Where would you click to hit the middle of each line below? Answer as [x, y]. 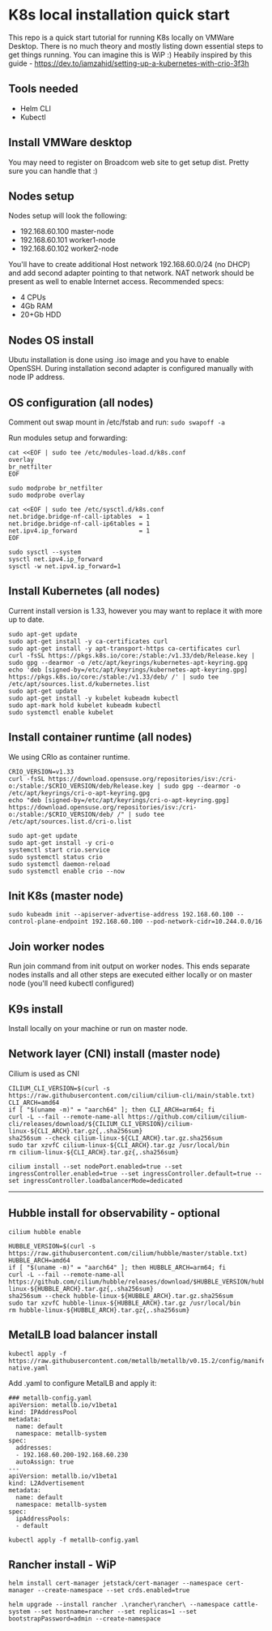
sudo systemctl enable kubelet [61, 712]
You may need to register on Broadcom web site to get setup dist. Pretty [129, 162]
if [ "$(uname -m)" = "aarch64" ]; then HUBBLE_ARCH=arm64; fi [117, 1267]
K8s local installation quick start [119, 15]
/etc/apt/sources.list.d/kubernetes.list [79, 684]
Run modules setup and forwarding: [68, 438]
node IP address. [36, 377]
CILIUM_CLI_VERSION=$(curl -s [59, 1088]
